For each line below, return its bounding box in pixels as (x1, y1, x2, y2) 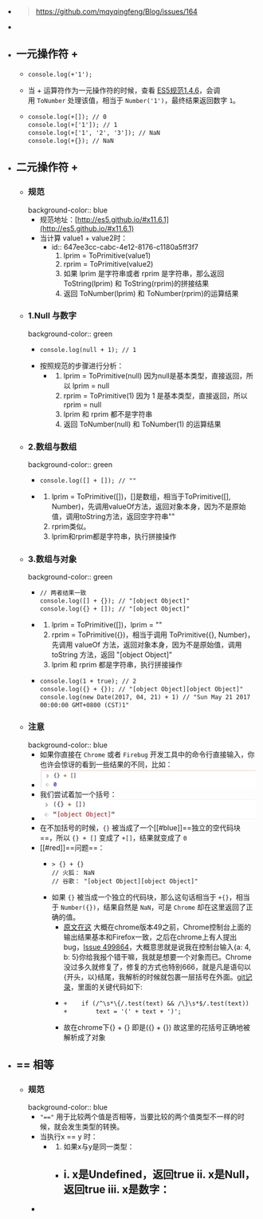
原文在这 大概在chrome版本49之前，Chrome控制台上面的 (63, 922, 252, 932)
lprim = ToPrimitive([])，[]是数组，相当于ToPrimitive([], (51, 492, 231, 501)
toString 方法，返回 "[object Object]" (51, 650, 173, 659)
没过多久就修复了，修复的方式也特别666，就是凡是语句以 (63, 962, 252, 972)
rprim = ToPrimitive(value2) (63, 259, 154, 268)
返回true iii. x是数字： (63, 1182, 171, 1196)
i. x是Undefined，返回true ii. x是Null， (63, 1167, 256, 1181)
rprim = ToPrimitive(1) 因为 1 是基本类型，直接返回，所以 (63, 390, 249, 400)
